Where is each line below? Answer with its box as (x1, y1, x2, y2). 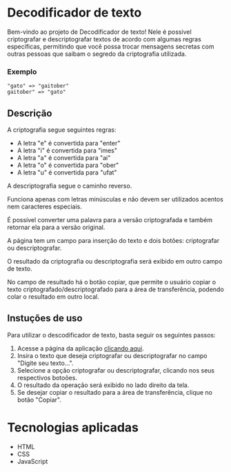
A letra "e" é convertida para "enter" (17, 139, 121, 148)
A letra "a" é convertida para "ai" (17, 154, 111, 162)
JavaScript (17, 457, 48, 465)
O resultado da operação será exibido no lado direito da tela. (17, 381, 190, 389)
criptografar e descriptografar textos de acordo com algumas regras (7, 35, 201, 43)
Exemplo (7, 67, 37, 77)
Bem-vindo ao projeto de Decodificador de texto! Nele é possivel (7, 28, 192, 36)
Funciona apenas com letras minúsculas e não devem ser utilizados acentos (7, 195, 224, 204)
